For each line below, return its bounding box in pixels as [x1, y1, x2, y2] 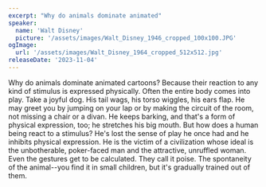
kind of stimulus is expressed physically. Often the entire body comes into [8, 86, 251, 95]
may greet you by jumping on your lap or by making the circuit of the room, [8, 103, 254, 112]
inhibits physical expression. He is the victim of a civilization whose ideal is [8, 137, 254, 146]
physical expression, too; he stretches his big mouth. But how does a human [8, 120, 259, 130]
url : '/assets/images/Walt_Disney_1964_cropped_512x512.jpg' [15, 49, 223, 56]
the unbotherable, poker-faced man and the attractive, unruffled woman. [8, 145, 247, 155]
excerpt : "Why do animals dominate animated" [8, 11, 162, 20]
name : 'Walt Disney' [15, 26, 84, 34]
